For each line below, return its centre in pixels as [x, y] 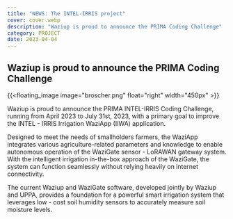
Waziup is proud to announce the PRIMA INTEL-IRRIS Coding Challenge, [111, 108]
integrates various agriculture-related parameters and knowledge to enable [115, 144]
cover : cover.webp [34, 20]
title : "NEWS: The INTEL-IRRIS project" [67, 14]
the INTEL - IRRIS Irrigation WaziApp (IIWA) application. [87, 123]
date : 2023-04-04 [32, 40]
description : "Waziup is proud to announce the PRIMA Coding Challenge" [115, 26]
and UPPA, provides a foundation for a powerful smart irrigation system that [116, 195]
